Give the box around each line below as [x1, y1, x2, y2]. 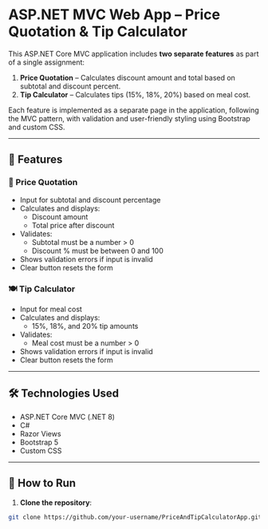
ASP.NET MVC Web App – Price [8, 6, 221, 24]
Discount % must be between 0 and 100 [31, 246, 164, 255]
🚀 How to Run [8, 476, 77, 490]
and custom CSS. [8, 122, 65, 132]
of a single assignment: [8, 57, 85, 67]
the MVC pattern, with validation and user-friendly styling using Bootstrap [8, 113, 251, 123]
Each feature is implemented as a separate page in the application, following [8, 105, 259, 115]
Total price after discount [31, 220, 115, 230]
